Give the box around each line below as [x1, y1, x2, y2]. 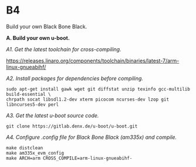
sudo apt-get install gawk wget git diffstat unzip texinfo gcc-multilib [6, 86, 191, 92]
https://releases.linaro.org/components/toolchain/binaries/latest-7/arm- [6, 57, 180, 64]
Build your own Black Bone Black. [6, 23, 87, 30]
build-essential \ [6, 91, 51, 97]
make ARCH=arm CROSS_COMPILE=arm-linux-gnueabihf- [6, 155, 133, 161]
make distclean [6, 145, 43, 151]
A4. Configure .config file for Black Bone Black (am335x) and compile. [6, 133, 177, 141]
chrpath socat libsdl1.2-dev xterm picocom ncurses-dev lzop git [6, 96, 169, 102]
